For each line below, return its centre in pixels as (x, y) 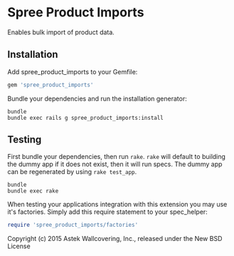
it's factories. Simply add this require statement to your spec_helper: (107, 212)
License (19, 246)
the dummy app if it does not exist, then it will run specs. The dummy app (115, 164)
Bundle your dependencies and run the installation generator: (97, 98)
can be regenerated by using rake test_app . (72, 172)
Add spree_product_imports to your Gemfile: (73, 71)
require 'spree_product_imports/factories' (73, 225)
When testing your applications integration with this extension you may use (117, 205)
